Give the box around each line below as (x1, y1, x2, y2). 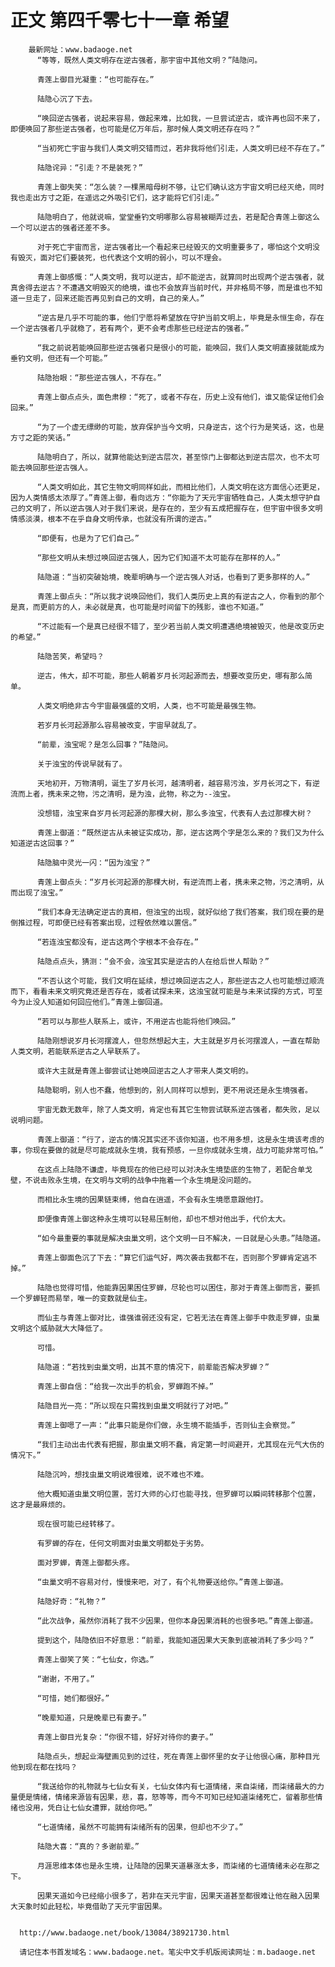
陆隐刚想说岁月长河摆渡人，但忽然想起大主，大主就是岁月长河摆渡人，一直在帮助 (36, 1036, 320, 1046)
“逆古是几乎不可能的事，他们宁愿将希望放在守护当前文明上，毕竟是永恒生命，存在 (36, 312, 325, 323)
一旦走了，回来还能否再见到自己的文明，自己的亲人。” (17, 293, 205, 303)
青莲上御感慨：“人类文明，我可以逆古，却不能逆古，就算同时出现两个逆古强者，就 (36, 272, 325, 282)
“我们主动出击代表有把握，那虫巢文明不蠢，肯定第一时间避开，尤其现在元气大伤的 (36, 1439, 325, 1450)
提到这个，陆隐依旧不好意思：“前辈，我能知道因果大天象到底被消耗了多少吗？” (36, 1635, 315, 1645)
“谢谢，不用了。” (36, 1674, 95, 1684)
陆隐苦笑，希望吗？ (36, 651, 105, 661)
